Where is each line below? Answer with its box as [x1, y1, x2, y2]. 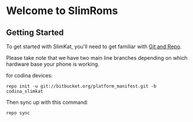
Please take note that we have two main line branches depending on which [6, 55, 188, 61]
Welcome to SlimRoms [6, 4, 118, 18]
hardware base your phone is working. [6, 60, 100, 67]
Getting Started [6, 28, 64, 38]
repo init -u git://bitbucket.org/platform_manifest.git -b [6, 83, 157, 89]
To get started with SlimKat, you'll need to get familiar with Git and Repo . [6, 43, 182, 50]
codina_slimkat [6, 89, 44, 94]
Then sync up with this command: [6, 99, 88, 106]
